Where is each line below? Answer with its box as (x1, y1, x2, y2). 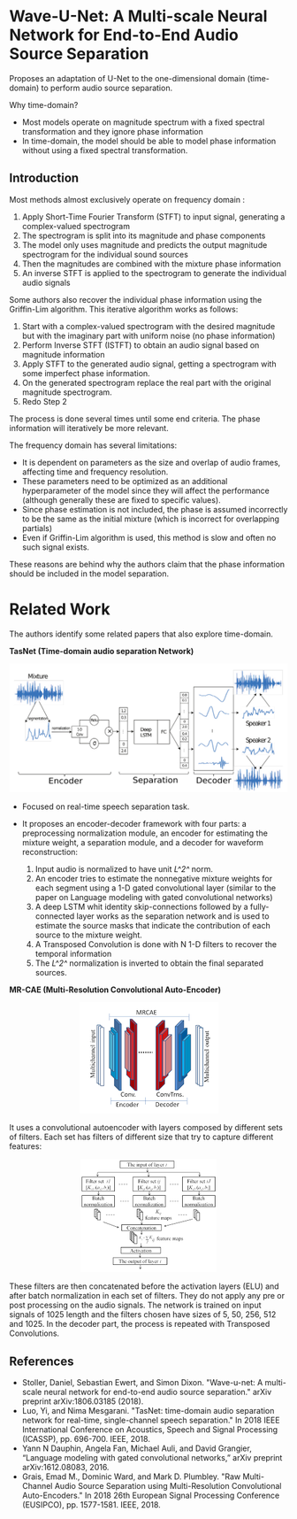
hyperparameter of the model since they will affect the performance (21, 485, 270, 496)
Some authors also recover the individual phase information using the (9, 294, 263, 305)
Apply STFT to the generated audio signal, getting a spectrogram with (21, 359, 277, 369)
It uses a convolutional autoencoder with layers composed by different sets (9, 1122, 283, 1133)
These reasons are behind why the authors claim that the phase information (9, 559, 286, 569)
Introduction (9, 171, 80, 186)
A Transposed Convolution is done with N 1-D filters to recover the (34, 939, 277, 950)
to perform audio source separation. (41, 82, 173, 93)
